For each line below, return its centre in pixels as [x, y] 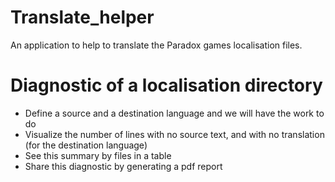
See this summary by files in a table [98, 155]
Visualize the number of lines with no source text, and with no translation [174, 134]
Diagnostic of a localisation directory [166, 85]
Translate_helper [82, 17]
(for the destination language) [86, 145]
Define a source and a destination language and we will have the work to [174, 113]
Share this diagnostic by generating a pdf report [123, 166]
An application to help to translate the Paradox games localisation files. [156, 45]
